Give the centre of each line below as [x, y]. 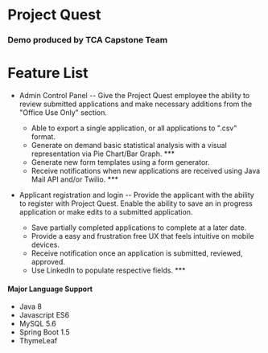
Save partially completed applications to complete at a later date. [139, 228]
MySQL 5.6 [38, 324]
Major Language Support [50, 289]
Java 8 [30, 306]
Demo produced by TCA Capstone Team [88, 40]
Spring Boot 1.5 [44, 332]
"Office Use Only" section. [63, 113]
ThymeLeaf [38, 341]
